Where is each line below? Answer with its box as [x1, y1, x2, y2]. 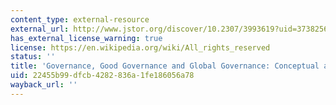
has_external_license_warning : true [10, 33, 163, 43]
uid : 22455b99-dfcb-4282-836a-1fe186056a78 [10, 71, 195, 81]
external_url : [10, 24, 70, 34]
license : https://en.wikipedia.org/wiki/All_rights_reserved [10, 42, 271, 53]
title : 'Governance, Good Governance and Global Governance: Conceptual [10, 61, 320, 71]
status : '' [10, 52, 56, 62]
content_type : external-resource [10, 14, 150, 25]
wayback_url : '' [10, 80, 78, 90]
